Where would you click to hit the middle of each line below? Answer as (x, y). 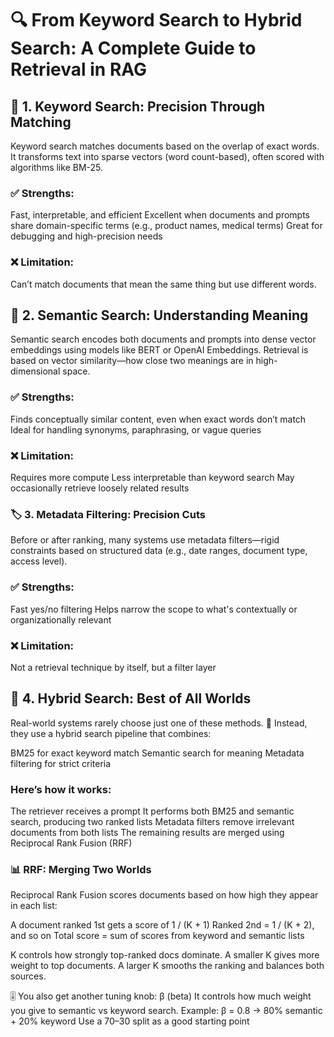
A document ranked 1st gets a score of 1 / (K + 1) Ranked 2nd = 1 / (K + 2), (162, 925)
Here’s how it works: (61, 789)
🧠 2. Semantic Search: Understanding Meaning (159, 315)
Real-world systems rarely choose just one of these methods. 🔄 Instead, (159, 723)
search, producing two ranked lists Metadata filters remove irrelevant (152, 821)
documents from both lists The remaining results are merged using (147, 832)
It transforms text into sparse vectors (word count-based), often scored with (167, 156)
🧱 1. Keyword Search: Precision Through (138, 106)
